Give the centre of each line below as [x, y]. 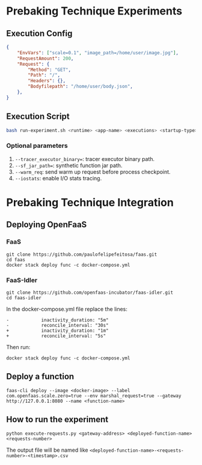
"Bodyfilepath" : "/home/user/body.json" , [81, 87]
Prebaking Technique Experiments [94, 11]
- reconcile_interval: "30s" [58, 325]
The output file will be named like [47, 450]
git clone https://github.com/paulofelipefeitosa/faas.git [82, 255]
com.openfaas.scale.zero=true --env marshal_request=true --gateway [94, 396]
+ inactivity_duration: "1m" [58, 331]
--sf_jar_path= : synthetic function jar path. [69, 165]
